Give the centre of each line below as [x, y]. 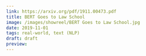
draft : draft [22, 38]
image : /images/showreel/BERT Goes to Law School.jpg [73, 22]
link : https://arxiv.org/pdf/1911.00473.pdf [61, 11]
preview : [17, 44]
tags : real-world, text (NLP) [43, 33]
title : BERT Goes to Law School [45, 17]
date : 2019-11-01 [27, 28]
